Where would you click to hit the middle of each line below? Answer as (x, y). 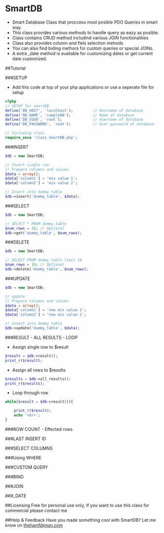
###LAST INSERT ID (26, 439)
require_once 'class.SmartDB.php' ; (41, 138)
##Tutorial (15, 68)
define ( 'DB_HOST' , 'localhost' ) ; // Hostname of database (74, 110)
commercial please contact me (36, 510)
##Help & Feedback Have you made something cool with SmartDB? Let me (81, 520)
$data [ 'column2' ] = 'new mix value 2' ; (46, 315)
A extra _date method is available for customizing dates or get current (82, 53)
